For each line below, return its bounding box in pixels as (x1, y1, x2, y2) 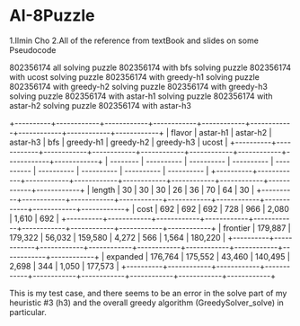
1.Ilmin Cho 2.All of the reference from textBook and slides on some (9, 35, 259, 46)
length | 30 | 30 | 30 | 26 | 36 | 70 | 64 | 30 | (91, 184, 254, 195)
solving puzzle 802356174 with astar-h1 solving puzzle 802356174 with (9, 91, 273, 101)
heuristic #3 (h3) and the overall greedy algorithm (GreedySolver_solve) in (9, 297, 285, 308)
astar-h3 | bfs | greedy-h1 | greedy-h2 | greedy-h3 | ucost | (9, 137, 228, 147)
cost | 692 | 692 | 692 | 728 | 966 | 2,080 (137, 203, 290, 214)
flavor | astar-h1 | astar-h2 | (170, 127, 272, 137)
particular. (9, 306, 47, 317)
